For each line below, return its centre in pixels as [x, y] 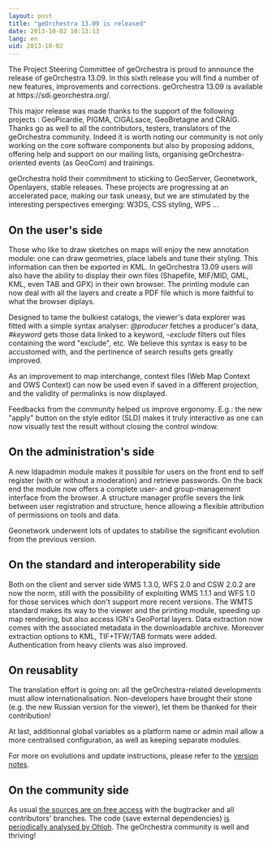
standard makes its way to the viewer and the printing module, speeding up [134, 610]
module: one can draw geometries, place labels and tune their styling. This [133, 258]
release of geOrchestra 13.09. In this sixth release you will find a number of [134, 78]
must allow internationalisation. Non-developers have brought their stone [131, 698]
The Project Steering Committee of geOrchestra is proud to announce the [131, 69]
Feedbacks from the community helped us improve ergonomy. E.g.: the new [135, 409]
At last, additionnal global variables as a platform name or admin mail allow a [136, 732]
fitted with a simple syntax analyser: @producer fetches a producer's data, [133, 325]
